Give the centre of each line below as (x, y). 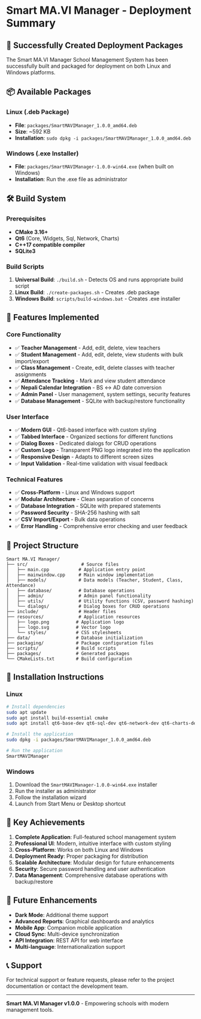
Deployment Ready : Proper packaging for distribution (81, 856)
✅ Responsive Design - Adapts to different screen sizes (84, 457)
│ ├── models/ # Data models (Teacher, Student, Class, (95, 580)
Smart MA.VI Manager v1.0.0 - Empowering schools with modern (88, 1003)
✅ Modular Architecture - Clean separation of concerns (84, 499)
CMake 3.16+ (31, 232)
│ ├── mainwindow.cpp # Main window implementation (80, 575)
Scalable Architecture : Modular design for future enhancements (95, 862)
